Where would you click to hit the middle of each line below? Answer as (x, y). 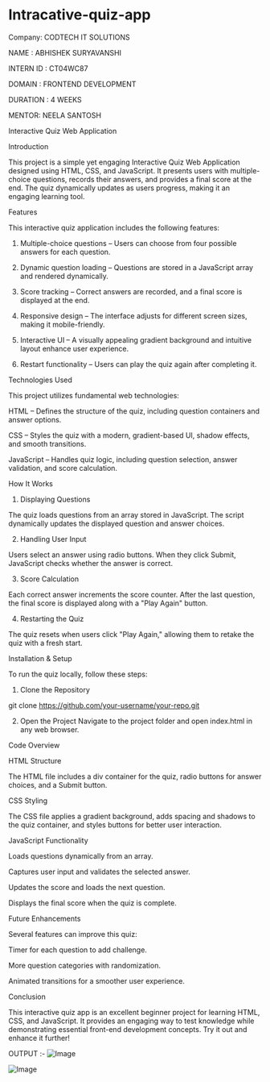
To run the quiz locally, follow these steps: (78, 674)
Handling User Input (53, 539)
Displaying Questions (55, 499)
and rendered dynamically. (64, 276)
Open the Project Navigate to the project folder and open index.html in (136, 721)
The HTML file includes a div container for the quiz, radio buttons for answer (135, 776)
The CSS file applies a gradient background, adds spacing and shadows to (132, 816)
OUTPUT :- (27, 1053)
